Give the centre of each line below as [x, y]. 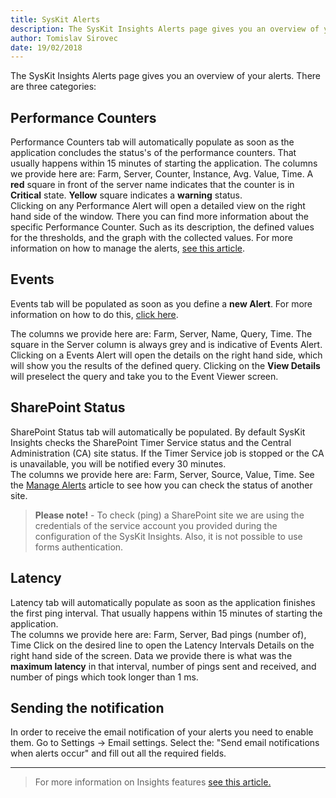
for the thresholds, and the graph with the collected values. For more [151, 238]
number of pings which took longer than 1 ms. [104, 677]
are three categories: [53, 87]
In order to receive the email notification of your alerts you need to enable [162, 732]
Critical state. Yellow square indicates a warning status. [126, 195]
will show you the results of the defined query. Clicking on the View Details [165, 365]
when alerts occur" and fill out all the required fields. [118, 753]
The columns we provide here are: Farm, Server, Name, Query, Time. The [161, 333]
